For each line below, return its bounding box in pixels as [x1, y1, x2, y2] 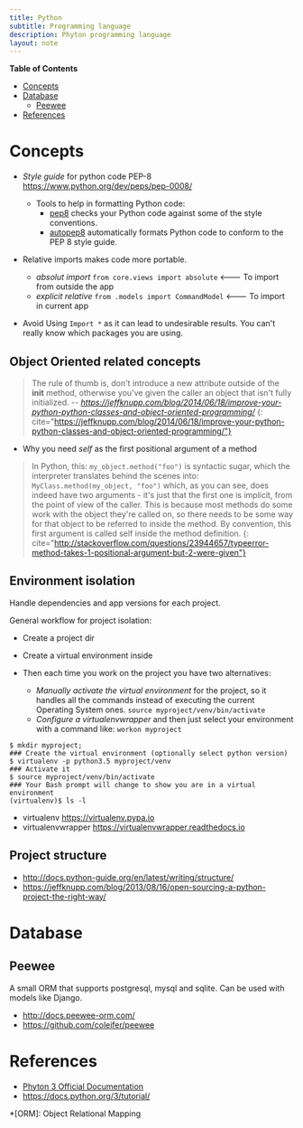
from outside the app [35, 281, 115, 292]
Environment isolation [9, 573, 135, 588]
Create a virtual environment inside [22, 650, 153, 661]
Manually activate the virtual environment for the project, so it [35, 684, 267, 696]
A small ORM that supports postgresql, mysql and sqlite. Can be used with [9, 982, 285, 993]
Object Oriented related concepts [9, 353, 201, 369]
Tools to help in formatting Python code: [35, 198, 186, 209]
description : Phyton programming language [9, 30, 171, 39]
